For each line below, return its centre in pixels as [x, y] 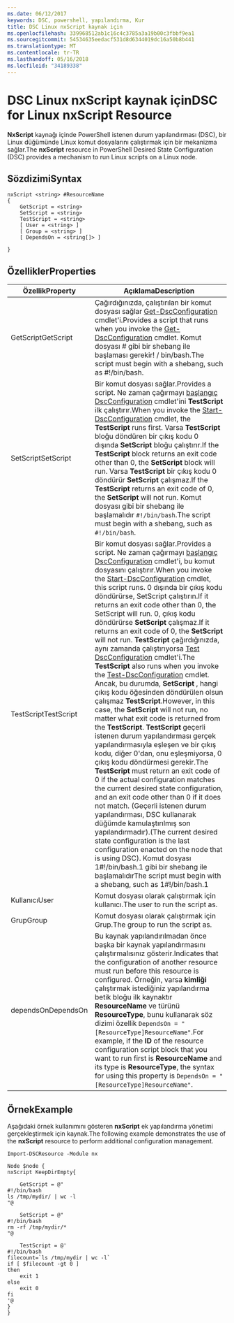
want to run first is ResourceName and [158, 1058]
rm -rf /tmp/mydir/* [37, 1227]
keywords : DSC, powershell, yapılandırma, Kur [76, 20]
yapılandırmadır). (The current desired [156, 832]
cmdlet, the [173, 419]
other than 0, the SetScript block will [155, 463]
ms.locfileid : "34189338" [45, 66]
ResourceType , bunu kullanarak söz [154, 1015]
